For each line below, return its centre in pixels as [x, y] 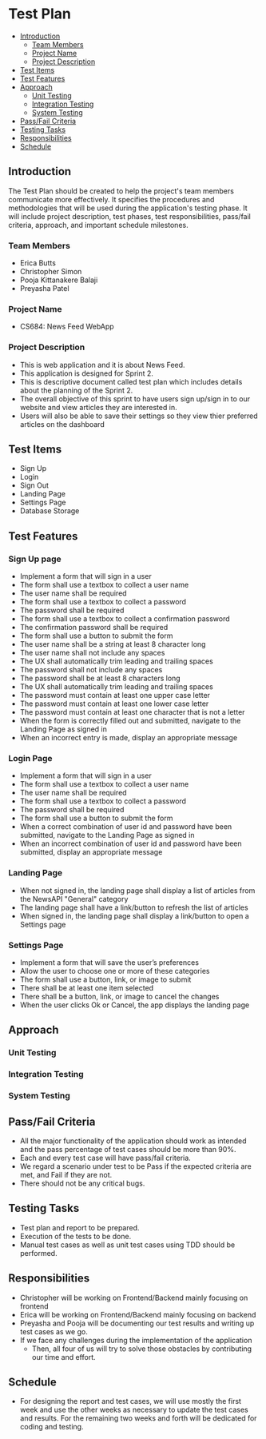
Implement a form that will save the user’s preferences [109, 963]
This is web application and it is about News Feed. [102, 365]
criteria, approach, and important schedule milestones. [99, 225]
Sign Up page [35, 559]
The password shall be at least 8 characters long [100, 678]
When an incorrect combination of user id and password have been [131, 843]
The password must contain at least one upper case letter [115, 696]
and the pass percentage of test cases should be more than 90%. [128, 1149]
